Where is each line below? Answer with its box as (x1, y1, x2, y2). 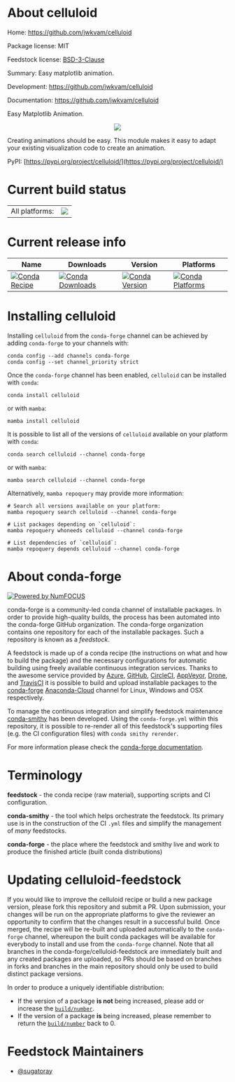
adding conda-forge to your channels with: (7, 338, 129, 347)
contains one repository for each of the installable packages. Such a (7, 627, 204, 636)
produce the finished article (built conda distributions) (7, 847, 163, 856)
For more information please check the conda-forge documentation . (7, 742, 204, 751)
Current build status (7, 182, 127, 197)
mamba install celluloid (7, 417, 80, 424)
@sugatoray (17, 1067, 53, 1075)
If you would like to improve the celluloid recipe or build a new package (7, 895, 213, 903)
